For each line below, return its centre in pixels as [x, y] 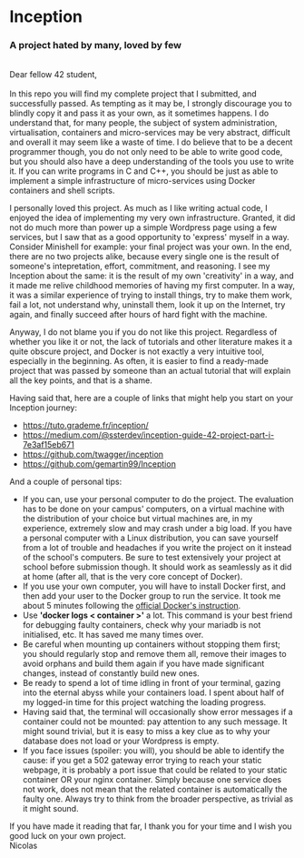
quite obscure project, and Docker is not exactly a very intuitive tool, [137, 351]
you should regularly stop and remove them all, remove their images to [155, 654]
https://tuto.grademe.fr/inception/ [86, 426]
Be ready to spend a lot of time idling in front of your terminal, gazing [152, 683]
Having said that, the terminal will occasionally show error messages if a [157, 712]
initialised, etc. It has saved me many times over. [113, 635]
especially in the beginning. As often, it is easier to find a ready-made [139, 361]
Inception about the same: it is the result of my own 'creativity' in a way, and [152, 276]
